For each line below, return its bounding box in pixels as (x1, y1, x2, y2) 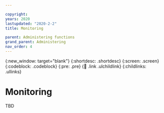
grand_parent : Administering (5, 40, 66, 45)
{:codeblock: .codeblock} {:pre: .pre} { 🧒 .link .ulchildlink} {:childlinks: (5, 63, 146, 69)
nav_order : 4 (5, 44, 32, 49)
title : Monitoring (5, 26, 43, 31)
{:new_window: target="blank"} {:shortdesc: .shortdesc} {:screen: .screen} (5, 58, 159, 64)
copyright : (5, 12, 28, 17)
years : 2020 (5, 16, 30, 22)
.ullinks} (5, 68, 21, 74)
